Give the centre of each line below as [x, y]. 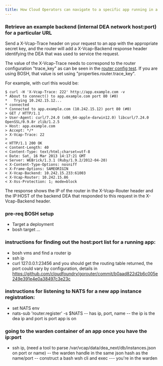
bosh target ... [26, 229]
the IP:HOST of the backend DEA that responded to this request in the [75, 196]
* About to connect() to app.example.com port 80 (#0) [62, 96]
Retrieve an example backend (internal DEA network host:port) [81, 26]
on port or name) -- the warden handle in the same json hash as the [80, 353]
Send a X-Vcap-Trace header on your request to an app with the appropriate [81, 43]
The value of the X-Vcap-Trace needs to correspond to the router [71, 63]
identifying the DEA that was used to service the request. [62, 54]
